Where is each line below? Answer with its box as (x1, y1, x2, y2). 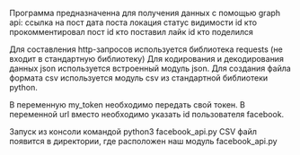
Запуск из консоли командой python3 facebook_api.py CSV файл (9, 126, 258, 137)
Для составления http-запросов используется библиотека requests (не (9, 44, 283, 55)
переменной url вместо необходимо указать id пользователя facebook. (9, 109, 285, 119)
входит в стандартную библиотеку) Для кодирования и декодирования (9, 54, 285, 64)
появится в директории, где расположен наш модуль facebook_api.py (9, 136, 278, 146)
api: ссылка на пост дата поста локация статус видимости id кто (9, 17, 258, 28)
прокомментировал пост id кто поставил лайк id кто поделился (9, 27, 254, 37)
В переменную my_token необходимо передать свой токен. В (9, 99, 245, 110)
